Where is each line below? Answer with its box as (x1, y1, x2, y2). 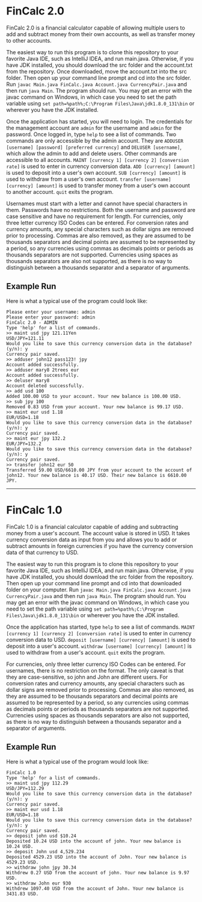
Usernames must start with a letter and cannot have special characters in (6, 200, 188, 207)
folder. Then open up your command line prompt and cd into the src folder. (6, 74, 191, 81)
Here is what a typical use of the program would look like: (6, 757, 149, 765)
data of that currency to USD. (6, 549, 79, 556)
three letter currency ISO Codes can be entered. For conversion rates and (6, 219, 189, 226)
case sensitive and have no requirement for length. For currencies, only (6, 213, 183, 220)
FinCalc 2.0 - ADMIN (6, 319, 58, 326)
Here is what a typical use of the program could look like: (6, 297, 148, 305)
